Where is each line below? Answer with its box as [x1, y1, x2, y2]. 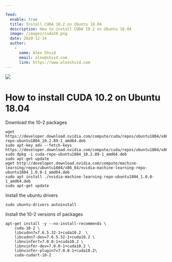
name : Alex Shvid [18, 50, 56, 55]
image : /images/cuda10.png [10, 31, 68, 36]
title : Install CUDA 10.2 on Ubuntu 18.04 [10, 22, 102, 27]
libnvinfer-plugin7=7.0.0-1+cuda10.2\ [14, 248, 97, 253]
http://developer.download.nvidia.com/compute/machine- [16, 161, 139, 166]
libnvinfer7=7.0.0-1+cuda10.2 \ [14, 239, 83, 245]
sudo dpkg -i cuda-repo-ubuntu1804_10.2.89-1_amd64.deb [5, 152, 127, 157]
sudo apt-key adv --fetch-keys [5, 143, 72, 148]
